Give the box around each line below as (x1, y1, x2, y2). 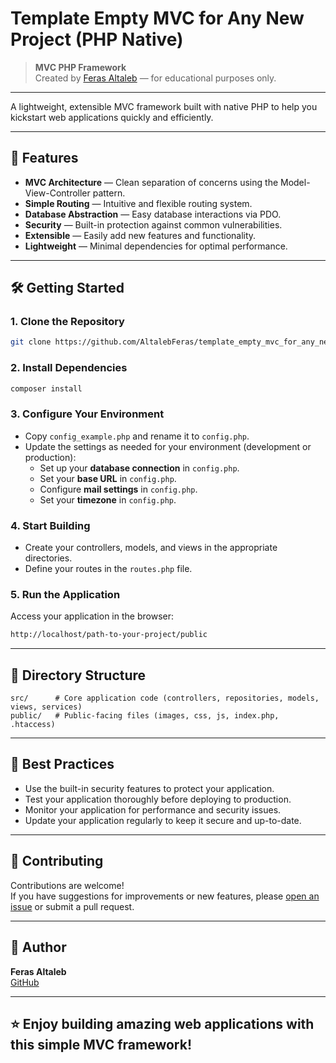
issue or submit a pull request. (10, 900, 135, 912)
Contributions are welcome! (10, 879, 125, 891)
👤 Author (10, 939, 67, 956)
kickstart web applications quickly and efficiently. (10, 111, 214, 123)
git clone (10, 337, 52, 347)
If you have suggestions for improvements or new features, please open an (10, 890, 320, 902)
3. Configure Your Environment (10, 407, 165, 421)
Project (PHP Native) (10, 28, 184, 51)
